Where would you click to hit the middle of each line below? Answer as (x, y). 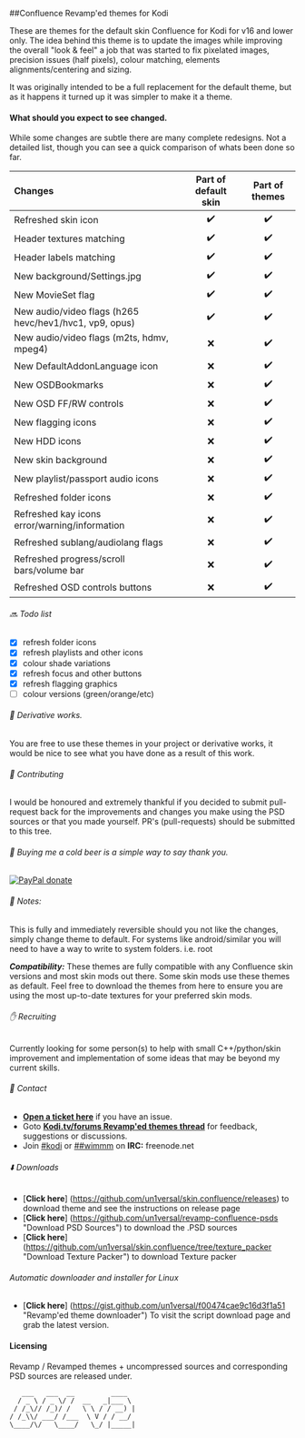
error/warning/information (69, 525)
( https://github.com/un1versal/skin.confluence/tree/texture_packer (147, 1247)
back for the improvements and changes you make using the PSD (163, 812)
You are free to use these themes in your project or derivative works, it (142, 743)
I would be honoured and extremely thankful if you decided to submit (138, 802)
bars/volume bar (49, 571)
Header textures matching (69, 238)
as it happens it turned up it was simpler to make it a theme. (121, 96)
